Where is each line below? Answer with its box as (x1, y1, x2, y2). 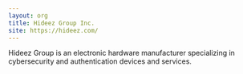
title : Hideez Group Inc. (8, 19, 95, 27)
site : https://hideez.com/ (8, 26, 99, 34)
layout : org (8, 11, 48, 20)
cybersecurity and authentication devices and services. (8, 56, 192, 66)
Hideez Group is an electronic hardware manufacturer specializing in (8, 49, 235, 58)
